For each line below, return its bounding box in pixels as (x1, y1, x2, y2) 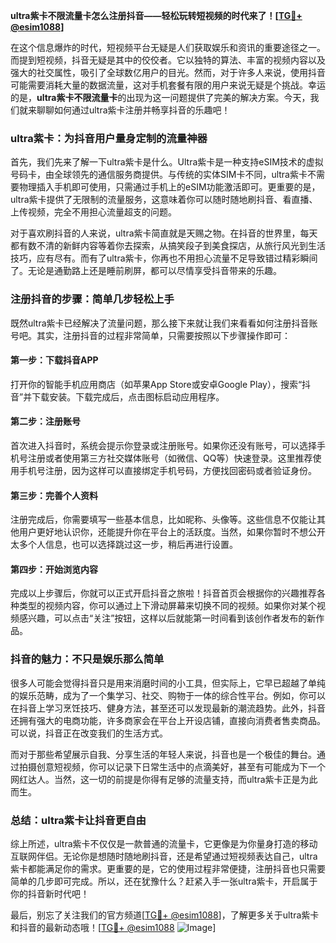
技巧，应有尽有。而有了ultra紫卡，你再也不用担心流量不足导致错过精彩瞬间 (10, 252, 318, 264)
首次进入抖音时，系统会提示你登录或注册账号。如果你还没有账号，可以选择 (10, 440, 317, 451)
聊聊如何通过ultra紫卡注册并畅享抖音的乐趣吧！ (36, 104, 231, 116)
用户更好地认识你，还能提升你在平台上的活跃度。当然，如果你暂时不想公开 (18, 526, 326, 538)
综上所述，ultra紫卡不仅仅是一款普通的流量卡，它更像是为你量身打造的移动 (10, 838, 318, 849)
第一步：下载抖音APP (10, 354, 99, 366)
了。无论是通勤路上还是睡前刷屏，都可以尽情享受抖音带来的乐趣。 (10, 265, 282, 277)
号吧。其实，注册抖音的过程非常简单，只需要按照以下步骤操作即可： (10, 329, 291, 341)
